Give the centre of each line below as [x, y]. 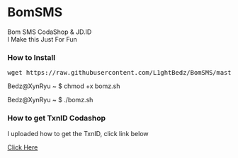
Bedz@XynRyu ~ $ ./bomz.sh [50, 100]
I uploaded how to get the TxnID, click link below [78, 133]
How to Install [31, 57]
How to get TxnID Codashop [57, 119]
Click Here [23, 147]
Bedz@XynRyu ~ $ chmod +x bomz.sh [64, 86]
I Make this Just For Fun [42, 39]
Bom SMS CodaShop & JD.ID [50, 32]
